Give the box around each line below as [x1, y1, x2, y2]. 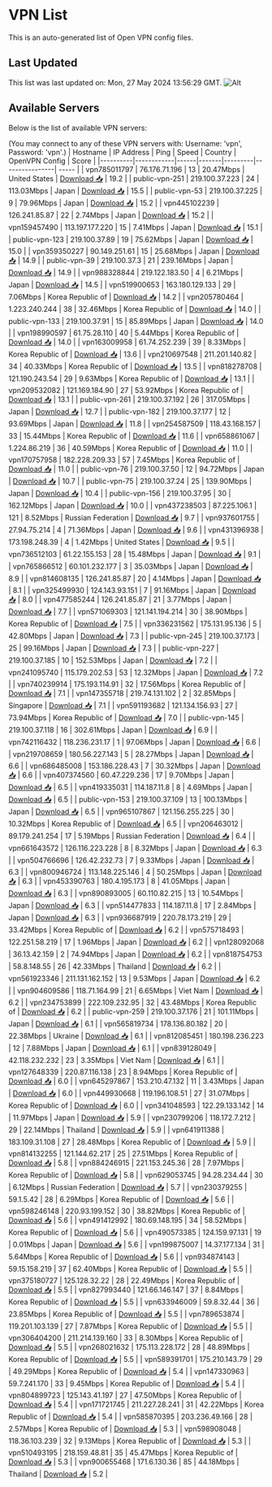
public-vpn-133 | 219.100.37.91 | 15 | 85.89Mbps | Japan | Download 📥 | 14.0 [8, 316, 264, 326]
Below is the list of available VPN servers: [8, 123, 148, 132]
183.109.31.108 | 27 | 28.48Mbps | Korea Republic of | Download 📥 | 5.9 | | [8, 1137, 256, 1147]
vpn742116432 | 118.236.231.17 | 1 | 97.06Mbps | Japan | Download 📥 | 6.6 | [8, 737, 261, 746]
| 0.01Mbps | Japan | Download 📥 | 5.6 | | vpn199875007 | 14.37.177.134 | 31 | [8, 1239, 265, 1249]
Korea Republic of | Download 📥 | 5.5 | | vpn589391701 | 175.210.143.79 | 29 [8, 1354, 263, 1364]
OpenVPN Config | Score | [8, 156, 96, 166]
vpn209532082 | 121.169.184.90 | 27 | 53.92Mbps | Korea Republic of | [8, 385, 244, 395]
